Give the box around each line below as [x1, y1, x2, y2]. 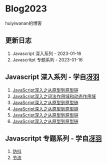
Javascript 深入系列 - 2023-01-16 [12, 50, 81, 56]
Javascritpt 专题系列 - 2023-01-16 [12, 56, 83, 62]
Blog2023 [5, 3, 47, 14]
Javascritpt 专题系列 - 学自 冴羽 [5, 134, 102, 142]
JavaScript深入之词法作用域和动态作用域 [12, 93, 96, 99]
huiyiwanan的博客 [5, 20, 42, 26]
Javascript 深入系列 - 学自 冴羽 [5, 73, 99, 81]
